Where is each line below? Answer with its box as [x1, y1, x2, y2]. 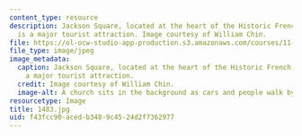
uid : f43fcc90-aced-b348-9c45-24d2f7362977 [9, 113, 175, 122]
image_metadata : [9, 55, 70, 64]
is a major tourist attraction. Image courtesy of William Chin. [17, 30, 268, 38]
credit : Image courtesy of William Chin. [17, 80, 175, 89]
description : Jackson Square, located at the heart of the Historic [9, 21, 271, 30]
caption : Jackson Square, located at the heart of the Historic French [17, 64, 292, 72]
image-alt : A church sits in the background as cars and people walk [17, 88, 283, 97]
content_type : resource [9, 13, 99, 22]
